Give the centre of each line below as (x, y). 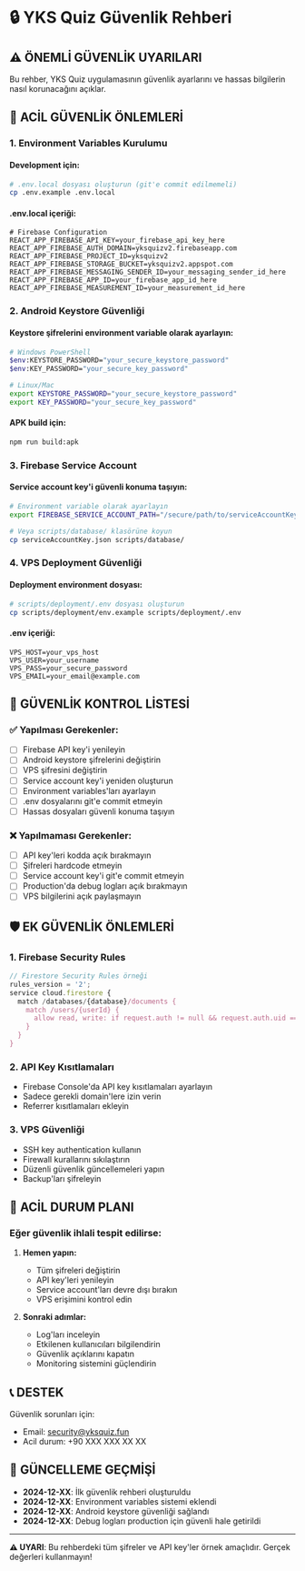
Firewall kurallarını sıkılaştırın (76, 1159)
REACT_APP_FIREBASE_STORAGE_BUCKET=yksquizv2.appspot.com (121, 265)
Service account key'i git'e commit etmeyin (103, 876)
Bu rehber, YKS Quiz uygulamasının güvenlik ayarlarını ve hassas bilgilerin (148, 79)
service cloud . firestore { (60, 992)
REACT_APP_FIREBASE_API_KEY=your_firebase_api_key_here (117, 241)
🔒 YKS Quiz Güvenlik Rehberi (121, 18)
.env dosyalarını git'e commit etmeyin (93, 801)
